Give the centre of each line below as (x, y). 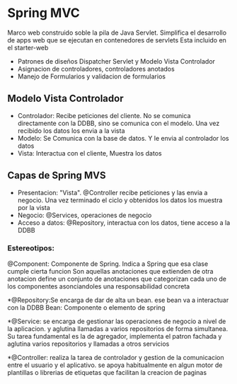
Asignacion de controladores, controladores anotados (96, 69)
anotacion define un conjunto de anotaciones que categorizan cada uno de (117, 279)
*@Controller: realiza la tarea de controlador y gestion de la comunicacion (116, 357)
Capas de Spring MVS (57, 176)
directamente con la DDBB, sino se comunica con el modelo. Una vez (118, 123)
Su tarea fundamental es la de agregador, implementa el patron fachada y (115, 336)
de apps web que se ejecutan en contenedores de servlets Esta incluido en (117, 40)
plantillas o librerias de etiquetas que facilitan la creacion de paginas (107, 372)
